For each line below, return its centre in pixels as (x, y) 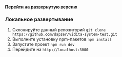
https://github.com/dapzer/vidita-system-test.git (65, 34)
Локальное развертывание (39, 19)
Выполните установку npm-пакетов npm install (62, 39)
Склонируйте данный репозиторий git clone (59, 29)
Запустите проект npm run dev (43, 44)
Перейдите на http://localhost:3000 (50, 49)
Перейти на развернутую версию (41, 7)
